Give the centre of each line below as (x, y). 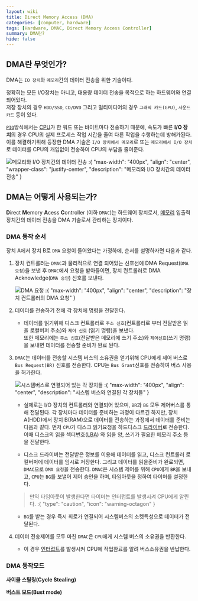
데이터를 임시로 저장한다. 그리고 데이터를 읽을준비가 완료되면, (114, 462)
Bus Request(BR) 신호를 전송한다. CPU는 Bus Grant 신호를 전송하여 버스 (98, 365)
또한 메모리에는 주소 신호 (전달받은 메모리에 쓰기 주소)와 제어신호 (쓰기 (101, 337)
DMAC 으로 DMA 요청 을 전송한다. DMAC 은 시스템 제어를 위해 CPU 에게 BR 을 (102, 469)
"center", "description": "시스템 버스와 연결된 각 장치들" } (82, 392)
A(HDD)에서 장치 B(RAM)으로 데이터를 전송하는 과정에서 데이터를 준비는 (107, 420)
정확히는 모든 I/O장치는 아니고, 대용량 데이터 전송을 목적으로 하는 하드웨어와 (93, 92)
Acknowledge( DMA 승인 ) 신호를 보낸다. (59, 278)
